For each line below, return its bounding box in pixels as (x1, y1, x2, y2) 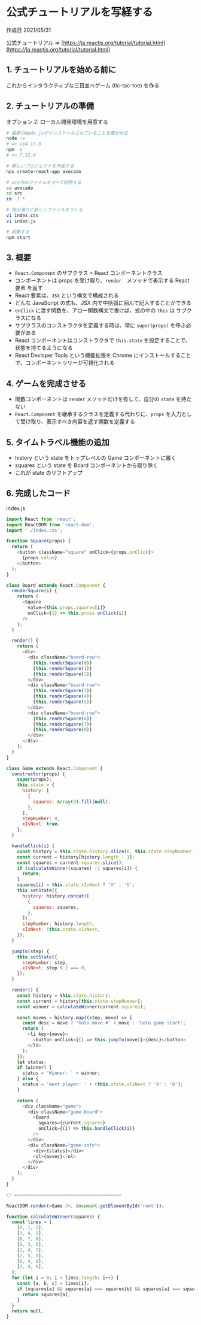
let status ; (17, 1059, 47, 1065)
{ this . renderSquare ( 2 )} (32, 671, 93, 677)
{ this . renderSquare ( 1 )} (32, 665, 93, 671)
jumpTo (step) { (11, 948, 50, 954)
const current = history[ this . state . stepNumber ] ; (17, 998, 144, 1004)
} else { (17, 1076, 39, 1082)
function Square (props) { (6, 538, 71, 544)
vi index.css (6, 213, 39, 219)
